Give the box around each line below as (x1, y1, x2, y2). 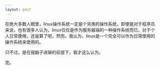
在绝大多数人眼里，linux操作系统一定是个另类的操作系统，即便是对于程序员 (5, 21, 155, 27)
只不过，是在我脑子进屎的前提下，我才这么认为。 (5, 49, 103, 55)
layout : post (5, 7, 32, 12)
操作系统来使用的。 (5, 39, 44, 45)
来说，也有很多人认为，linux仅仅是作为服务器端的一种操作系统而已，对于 (5, 27, 151, 33)
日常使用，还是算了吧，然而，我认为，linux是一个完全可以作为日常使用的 (9, 33, 155, 39)
